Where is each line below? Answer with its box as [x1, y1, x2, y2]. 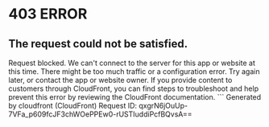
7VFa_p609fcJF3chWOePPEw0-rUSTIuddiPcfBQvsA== [8, 109, 192, 119]
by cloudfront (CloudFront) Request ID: [8, 101, 138, 110]
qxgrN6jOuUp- [139, 101, 188, 110]
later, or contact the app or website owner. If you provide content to [8, 76, 233, 84]
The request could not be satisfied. [8, 37, 188, 51]
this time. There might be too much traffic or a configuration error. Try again [8, 67, 260, 76]
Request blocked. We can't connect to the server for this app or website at [8, 58, 256, 68]
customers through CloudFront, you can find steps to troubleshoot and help [8, 84, 259, 93]
